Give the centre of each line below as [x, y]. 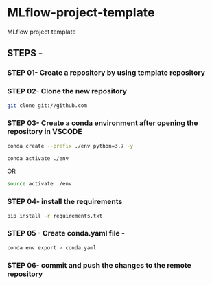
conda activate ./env [38, 158]
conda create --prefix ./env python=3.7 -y [70, 146]
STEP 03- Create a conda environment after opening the [103, 123]
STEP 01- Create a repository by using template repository [106, 73]
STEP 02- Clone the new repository [67, 91]
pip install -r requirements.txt [55, 216]
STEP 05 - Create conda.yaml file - [66, 233]
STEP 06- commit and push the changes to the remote [99, 265]
